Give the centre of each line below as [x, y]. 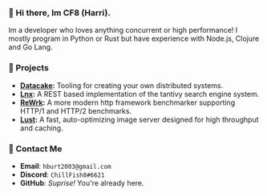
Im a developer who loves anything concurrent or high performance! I [123, 30]
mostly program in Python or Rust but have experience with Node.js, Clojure [134, 38]
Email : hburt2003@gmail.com [65, 166]
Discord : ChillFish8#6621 [62, 174]
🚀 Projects [29, 68]
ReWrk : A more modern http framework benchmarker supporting [127, 102]
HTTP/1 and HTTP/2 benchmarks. [76, 110]
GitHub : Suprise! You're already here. [82, 182]
